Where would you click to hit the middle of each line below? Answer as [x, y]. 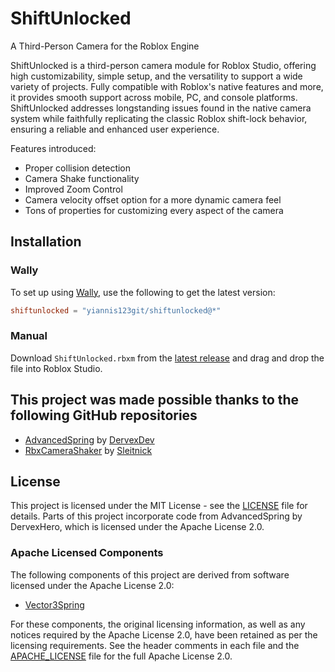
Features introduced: [53, 148]
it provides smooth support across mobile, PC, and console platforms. [154, 97]
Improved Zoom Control [73, 189]
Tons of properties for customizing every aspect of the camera [154, 210]
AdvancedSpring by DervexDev [89, 439]
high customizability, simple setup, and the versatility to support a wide [156, 76]
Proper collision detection [78, 168]
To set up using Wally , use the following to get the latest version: [143, 292]
